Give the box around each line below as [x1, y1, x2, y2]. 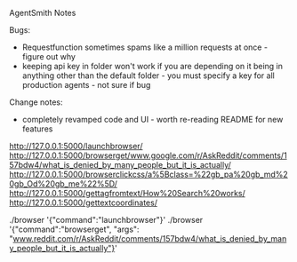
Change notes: [9, 97, 64, 107]
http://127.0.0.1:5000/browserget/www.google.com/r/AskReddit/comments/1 [9, 150, 287, 161]
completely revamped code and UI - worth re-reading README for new [21, 115, 284, 124]
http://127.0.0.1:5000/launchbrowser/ [9, 141, 143, 151]
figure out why [21, 52, 76, 61]
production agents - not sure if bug [21, 80, 151, 90]
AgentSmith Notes [9, 8, 76, 18]
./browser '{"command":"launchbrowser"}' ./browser [9, 215, 204, 225]
